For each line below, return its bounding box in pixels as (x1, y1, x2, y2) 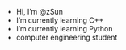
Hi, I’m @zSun (15, 7, 63, 16)
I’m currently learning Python (15, 24, 113, 33)
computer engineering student (15, 32, 118, 42)
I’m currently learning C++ (15, 15, 104, 25)
